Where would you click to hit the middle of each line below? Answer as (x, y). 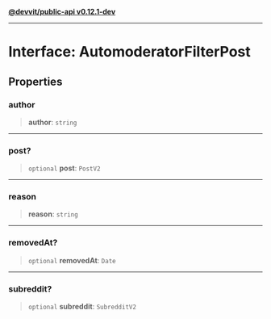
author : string (52, 122)
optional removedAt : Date (72, 260)
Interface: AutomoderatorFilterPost (130, 52)
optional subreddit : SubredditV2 (82, 307)
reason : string (53, 214)
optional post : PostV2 (64, 168)
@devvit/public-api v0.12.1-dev (62, 12)
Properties (35, 81)
